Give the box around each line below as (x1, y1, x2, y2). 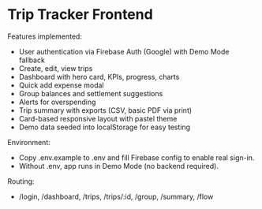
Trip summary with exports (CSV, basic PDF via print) (18, 105, 193, 115)
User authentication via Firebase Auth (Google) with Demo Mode (18, 47, 230, 56)
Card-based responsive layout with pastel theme (18, 114, 178, 123)
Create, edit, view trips (18, 63, 93, 73)
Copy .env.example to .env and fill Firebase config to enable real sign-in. (18, 152, 255, 162)
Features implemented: (7, 32, 82, 41)
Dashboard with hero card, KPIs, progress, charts (18, 72, 180, 81)
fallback (18, 55, 45, 65)
